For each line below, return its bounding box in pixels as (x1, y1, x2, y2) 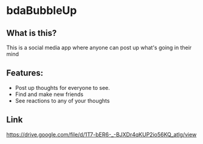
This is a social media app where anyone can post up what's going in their (6, 44, 192, 51)
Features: (6, 68, 44, 78)
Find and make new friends (15, 91, 84, 98)
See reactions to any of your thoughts (15, 97, 110, 104)
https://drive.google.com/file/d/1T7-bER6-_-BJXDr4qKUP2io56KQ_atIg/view (6, 131, 197, 138)
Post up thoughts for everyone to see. (15, 84, 111, 91)
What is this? (6, 28, 57, 38)
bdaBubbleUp (6, 4, 77, 18)
